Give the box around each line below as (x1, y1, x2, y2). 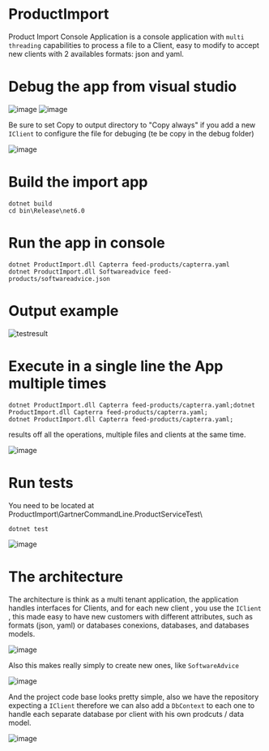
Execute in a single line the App (8, 356, 224, 375)
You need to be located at (8, 500, 95, 510)
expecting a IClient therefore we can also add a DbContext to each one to (8, 700, 255, 710)
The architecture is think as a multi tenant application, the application (8, 594, 239, 604)
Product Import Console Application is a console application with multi (8, 32, 245, 41)
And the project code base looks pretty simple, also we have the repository (8, 692, 259, 701)
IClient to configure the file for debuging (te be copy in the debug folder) (8, 128, 254, 138)
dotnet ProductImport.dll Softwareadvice (8, 267, 151, 276)
